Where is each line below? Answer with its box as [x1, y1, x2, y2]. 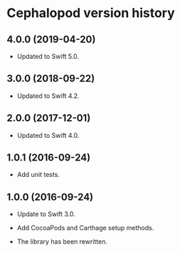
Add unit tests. [16, 171, 60, 179]
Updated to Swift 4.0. [16, 131, 80, 139]
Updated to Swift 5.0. [16, 52, 80, 60]
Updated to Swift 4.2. [16, 91, 80, 100]
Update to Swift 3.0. [16, 210, 76, 218]
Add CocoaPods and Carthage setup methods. [16, 224, 154, 232]
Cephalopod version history [6, 5, 176, 21]
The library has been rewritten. [16, 237, 108, 246]
